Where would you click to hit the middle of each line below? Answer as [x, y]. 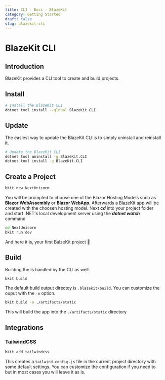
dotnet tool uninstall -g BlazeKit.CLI [46, 156]
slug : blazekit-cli [25, 24]
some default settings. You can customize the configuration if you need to [80, 367]
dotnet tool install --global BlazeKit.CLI [51, 110]
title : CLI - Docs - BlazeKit [36, 10]
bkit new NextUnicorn [27, 188]
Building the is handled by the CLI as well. [47, 269]
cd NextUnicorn [21, 228]
